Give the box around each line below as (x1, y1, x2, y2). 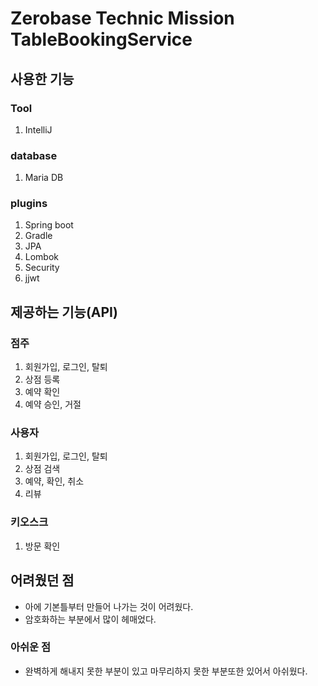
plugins (10, 197, 48, 211)
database (10, 148, 58, 162)
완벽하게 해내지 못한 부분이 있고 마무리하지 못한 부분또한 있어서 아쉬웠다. (24, 665, 308, 677)
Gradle (24, 230, 53, 242)
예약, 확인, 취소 (24, 475, 85, 487)
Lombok (24, 251, 60, 263)
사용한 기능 (10, 70, 75, 87)
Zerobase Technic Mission (10, 7, 235, 30)
